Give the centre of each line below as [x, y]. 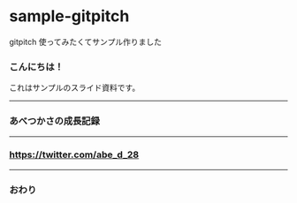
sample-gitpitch [69, 16]
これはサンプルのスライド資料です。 [75, 88]
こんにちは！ [37, 66]
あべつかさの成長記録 [54, 121]
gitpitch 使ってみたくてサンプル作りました [85, 41]
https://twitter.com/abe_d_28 [74, 154]
